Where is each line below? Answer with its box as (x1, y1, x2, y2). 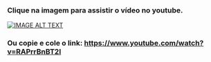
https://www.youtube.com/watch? (84, 39, 204, 48)
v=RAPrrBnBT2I (7, 47, 62, 56)
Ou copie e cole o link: (7, 39, 83, 48)
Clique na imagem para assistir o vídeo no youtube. (7, 6, 183, 15)
